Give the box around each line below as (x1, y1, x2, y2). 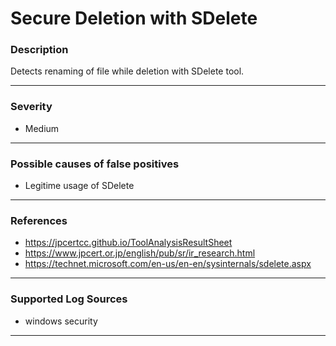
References (10, 214, 68, 227)
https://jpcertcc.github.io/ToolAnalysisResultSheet (24, 237, 233, 249)
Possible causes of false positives (10, 157, 180, 171)
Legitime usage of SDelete (24, 180, 135, 192)
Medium (24, 122, 60, 134)
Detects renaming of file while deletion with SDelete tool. (10, 65, 245, 77)
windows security (24, 315, 98, 327)
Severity (10, 100, 53, 114)
